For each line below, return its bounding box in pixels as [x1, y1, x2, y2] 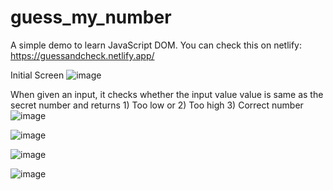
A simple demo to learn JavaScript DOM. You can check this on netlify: [10, 39, 303, 51]
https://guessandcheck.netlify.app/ [10, 49, 155, 61]
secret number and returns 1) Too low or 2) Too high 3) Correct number [10, 99, 304, 111]
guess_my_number [10, 6, 172, 29]
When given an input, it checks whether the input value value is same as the [10, 88, 324, 100]
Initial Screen [10, 69, 65, 81]
